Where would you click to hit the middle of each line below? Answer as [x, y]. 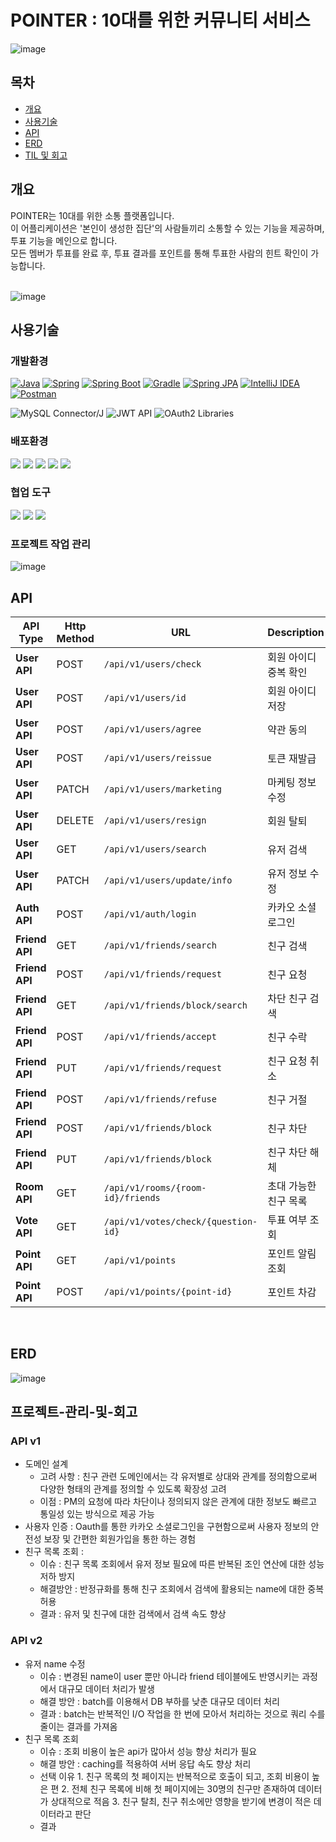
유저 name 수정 [55, 1663]
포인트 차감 [292, 1292]
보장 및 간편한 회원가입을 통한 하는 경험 [120, 1539]
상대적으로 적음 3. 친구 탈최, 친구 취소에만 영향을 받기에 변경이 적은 [181, 1801]
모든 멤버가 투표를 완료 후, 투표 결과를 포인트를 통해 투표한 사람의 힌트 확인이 [159, 253]
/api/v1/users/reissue [157, 757]
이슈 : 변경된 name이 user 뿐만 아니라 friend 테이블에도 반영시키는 [169, 1676]
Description [296, 632]
